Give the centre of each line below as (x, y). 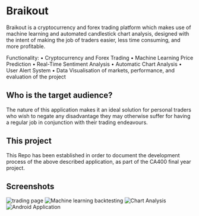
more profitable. (26, 46)
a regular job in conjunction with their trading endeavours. (77, 122)
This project (29, 141)
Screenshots (30, 186)
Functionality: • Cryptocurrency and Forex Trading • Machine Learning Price (100, 58)
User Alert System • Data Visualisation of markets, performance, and (91, 70)
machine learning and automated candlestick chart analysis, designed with (98, 33)
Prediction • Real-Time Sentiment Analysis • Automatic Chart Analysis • (94, 64)
